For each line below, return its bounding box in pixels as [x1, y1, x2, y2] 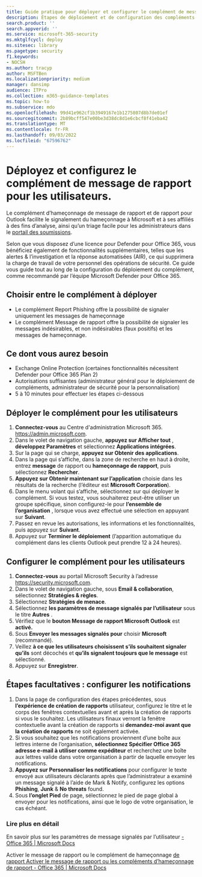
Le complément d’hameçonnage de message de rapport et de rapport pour [6, 209, 192, 216]
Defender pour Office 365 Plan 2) [14, 371, 98, 379]
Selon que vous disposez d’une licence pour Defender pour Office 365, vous [6, 240, 196, 247]
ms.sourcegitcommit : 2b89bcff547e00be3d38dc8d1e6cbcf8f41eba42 [6, 115, 168, 121]
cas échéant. [14, 804, 47, 811]
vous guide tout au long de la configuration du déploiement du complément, [6, 266, 195, 273]
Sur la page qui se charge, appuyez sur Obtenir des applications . [14, 450, 179, 457]
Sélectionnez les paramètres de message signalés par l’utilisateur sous [14, 604, 195, 612]
